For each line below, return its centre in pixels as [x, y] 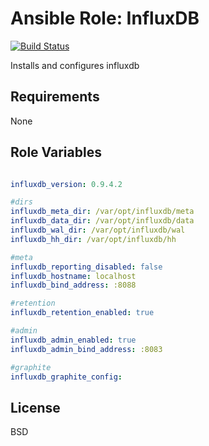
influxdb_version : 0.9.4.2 [66, 184]
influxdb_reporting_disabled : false [86, 267]
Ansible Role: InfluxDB [105, 18]
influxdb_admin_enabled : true [73, 340]
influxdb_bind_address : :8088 [73, 285]
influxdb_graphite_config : [66, 377]
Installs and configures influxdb [75, 65]
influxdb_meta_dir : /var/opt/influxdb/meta [102, 212]
